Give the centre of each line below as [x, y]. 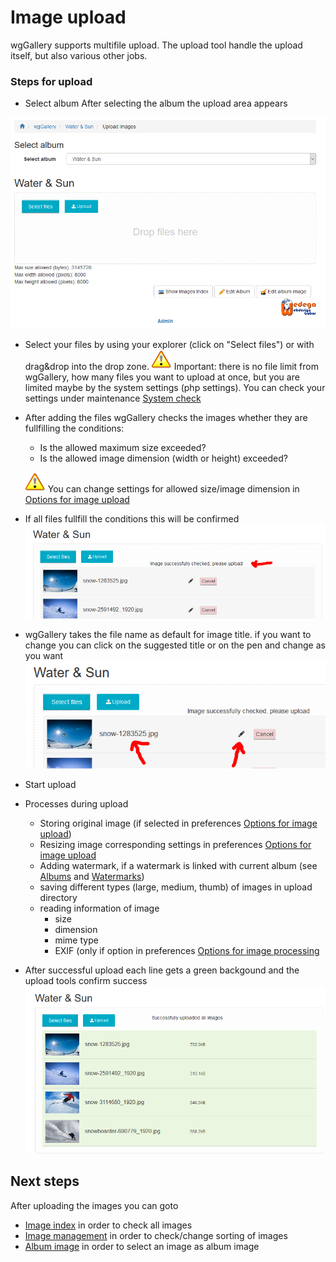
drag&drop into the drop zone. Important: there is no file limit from [171, 366]
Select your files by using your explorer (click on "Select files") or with [169, 344]
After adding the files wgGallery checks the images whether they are [166, 417]
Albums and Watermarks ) [92, 877]
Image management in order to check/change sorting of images [156, 1235]
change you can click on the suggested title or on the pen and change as [175, 645]
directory [58, 898]
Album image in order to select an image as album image [142, 1246]
